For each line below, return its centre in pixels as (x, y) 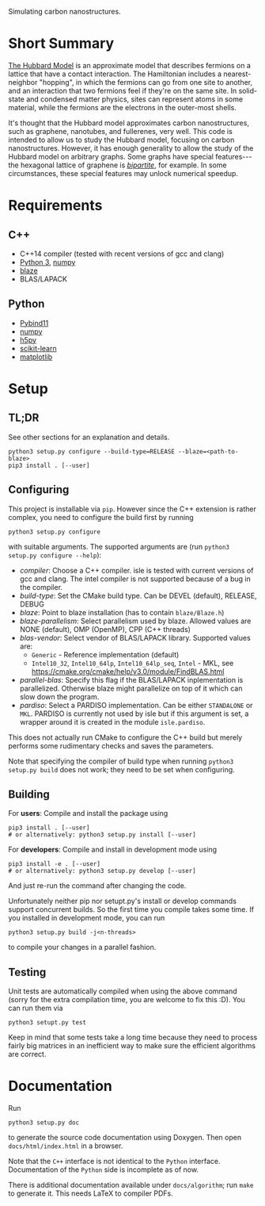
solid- (248, 90)
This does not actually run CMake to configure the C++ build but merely (125, 737)
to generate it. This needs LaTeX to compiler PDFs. (91, 1193)
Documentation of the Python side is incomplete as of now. (104, 1170)
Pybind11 (34, 323)
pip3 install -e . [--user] (55, 864)
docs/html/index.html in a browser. (66, 1146)
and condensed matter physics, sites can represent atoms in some (135, 99)
